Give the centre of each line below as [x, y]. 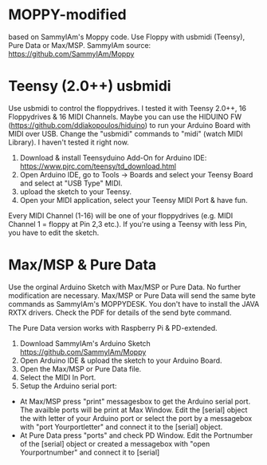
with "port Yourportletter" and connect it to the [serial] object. [121, 427]
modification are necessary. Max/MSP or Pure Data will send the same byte [132, 295]
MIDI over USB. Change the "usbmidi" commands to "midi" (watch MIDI [126, 133]
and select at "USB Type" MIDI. [71, 183]
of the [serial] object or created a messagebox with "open [115, 443]
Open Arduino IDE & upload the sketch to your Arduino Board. [121, 360]
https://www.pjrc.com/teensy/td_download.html [98, 166]
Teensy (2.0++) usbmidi [90, 86]
